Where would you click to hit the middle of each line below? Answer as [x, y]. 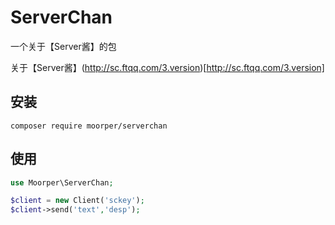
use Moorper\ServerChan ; [62, 182]
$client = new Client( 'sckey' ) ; [77, 201]
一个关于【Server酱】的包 [63, 46]
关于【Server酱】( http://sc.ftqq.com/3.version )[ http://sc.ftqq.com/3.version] [167, 67]
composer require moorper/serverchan [89, 126]
